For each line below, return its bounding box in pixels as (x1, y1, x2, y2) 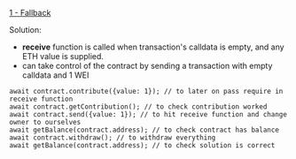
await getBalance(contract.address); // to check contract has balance (9, 125, 279, 134)
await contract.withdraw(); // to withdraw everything (9, 133, 216, 142)
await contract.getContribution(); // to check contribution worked (9, 102, 268, 111)
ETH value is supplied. (21, 51, 105, 61)
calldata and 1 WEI (21, 70, 90, 80)
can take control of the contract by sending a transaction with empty (21, 61, 273, 71)
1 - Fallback (9, 8, 51, 18)
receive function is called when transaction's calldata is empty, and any (21, 42, 285, 52)
